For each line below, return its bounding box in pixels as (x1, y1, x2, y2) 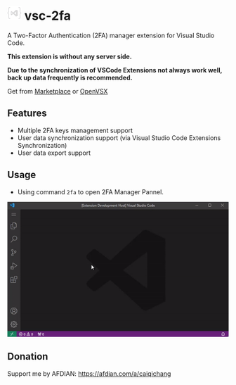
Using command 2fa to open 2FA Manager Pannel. (17, 187, 164, 196)
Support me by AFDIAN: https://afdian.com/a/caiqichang (7, 369, 171, 378)
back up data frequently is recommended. (7, 73, 133, 82)
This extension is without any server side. (7, 52, 132, 61)
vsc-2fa (24, 8, 72, 24)
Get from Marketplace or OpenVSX (7, 87, 108, 95)
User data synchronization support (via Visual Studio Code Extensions (17, 133, 221, 142)
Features (7, 108, 47, 120)
